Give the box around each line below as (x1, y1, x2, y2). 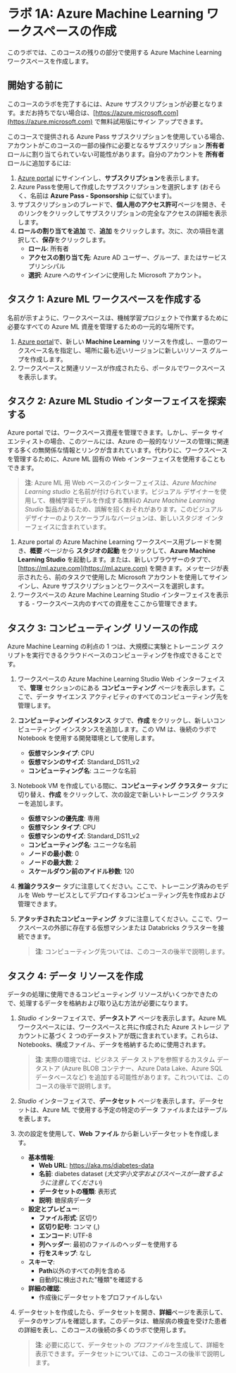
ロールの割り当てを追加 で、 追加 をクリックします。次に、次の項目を (17, 226, 218, 235)
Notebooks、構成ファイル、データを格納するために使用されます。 (17, 1041, 210, 1048)
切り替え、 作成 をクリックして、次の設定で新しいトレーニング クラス (17, 790, 218, 799)
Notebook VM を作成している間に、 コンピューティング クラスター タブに (17, 782, 229, 790)
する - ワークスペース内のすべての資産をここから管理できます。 (17, 600, 201, 608)
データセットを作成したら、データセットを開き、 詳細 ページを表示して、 (17, 1308, 227, 1316)
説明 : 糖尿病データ (38, 1196, 92, 1204)
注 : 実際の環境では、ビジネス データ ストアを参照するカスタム (35, 1056, 216, 1063)
